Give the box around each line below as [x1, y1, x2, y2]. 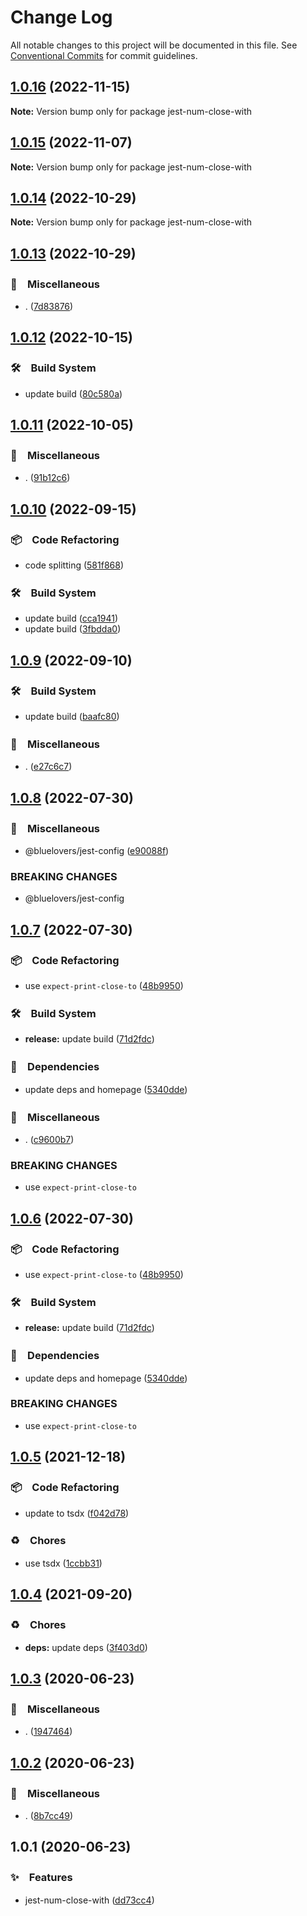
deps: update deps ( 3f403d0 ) [24, 1641, 148, 1653]
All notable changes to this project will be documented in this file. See [10, 39, 298, 51]
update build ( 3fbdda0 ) [24, 623, 122, 635]
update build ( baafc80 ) [24, 711, 120, 723]
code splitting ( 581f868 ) [24, 559, 125, 571]
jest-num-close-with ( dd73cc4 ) [24, 1894, 155, 1906]
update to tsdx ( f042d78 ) [24, 1507, 130, 1519]
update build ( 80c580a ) [24, 387, 123, 400]
